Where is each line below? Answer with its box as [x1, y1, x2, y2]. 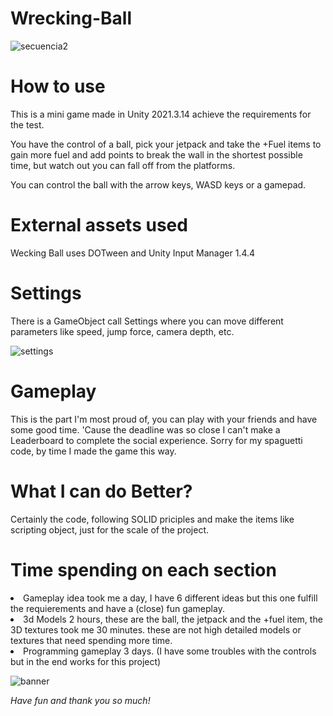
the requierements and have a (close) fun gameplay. [10, 602, 225, 614]
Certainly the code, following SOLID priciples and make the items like [10, 513, 295, 525]
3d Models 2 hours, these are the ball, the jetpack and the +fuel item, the [23, 613, 323, 625]
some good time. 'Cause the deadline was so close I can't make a [10, 423, 281, 436]
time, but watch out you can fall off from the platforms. [10, 159, 236, 171]
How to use [10, 75, 106, 98]
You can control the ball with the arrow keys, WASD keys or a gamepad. [10, 178, 307, 191]
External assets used [10, 214, 188, 237]
